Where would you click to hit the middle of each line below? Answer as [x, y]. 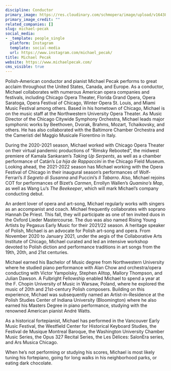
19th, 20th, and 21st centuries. [37, 252]
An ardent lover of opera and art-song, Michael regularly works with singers [85, 204]
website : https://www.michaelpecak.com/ [49, 62]
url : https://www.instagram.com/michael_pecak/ [61, 52]
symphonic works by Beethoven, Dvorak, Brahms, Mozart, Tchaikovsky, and [85, 125]
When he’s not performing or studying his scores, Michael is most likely [80, 352]
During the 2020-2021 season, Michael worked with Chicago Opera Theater [85, 145]
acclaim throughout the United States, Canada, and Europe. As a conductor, [85, 87]
